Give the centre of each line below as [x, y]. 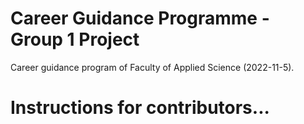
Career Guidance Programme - [140, 18]
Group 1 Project [75, 39]
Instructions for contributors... [140, 108]
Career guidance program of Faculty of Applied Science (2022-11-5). [152, 67]
